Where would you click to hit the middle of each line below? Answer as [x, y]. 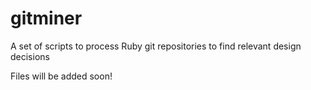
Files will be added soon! [61, 76]
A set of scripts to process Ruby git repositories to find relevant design [156, 46]
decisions [30, 56]
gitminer [46, 18]
